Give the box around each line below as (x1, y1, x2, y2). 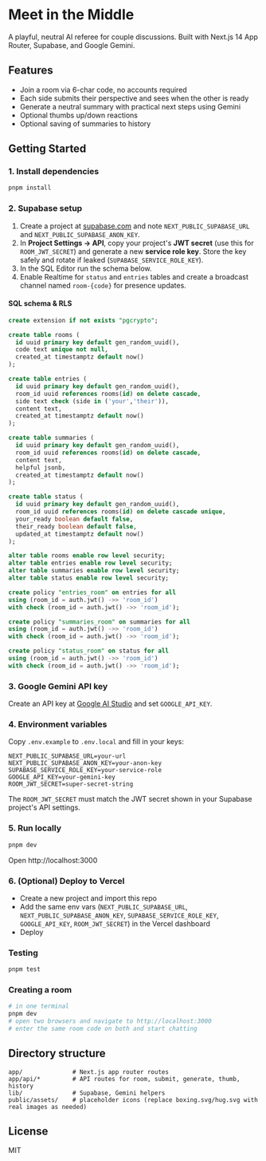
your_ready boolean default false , (15, 515, 134, 523)
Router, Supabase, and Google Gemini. (8, 40, 135, 50)
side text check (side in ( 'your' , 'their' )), (15, 397, 170, 405)
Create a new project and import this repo (19, 893, 158, 903)
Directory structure (8, 1047, 106, 1060)
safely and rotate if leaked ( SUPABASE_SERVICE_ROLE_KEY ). (19, 255, 204, 264)
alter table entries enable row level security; (8, 559, 173, 568)
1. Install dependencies (8, 166, 100, 177)
